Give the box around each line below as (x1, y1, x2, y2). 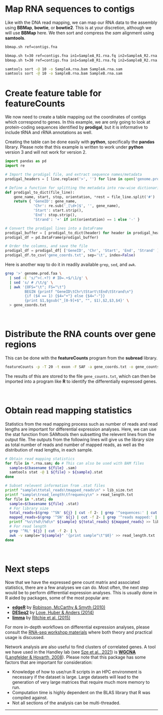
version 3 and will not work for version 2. (5, 150, 87, 155)
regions (5, 339, 36, 350)
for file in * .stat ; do (5, 497, 53, 502)
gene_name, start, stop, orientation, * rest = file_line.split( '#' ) (14, 194, 155, 199)
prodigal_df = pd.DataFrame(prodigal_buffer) (5, 235, 98, 240)
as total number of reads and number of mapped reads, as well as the (5, 442, 145, 448)
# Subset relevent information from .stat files (5, 483, 105, 488)
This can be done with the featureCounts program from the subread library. (5, 355, 158, 361)
